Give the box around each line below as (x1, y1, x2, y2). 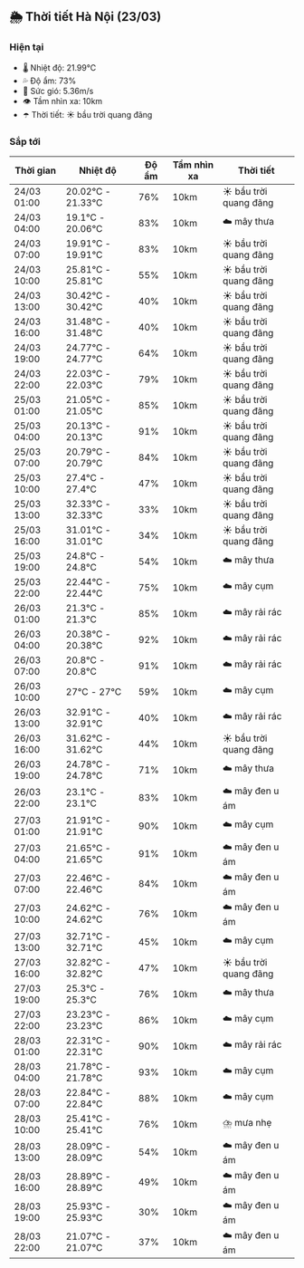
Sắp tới (9, 135, 41, 148)
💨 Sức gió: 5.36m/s (22, 85, 94, 96)
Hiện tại (9, 41, 44, 53)
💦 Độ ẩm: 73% (22, 75, 77, 86)
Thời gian (14, 164, 57, 177)
